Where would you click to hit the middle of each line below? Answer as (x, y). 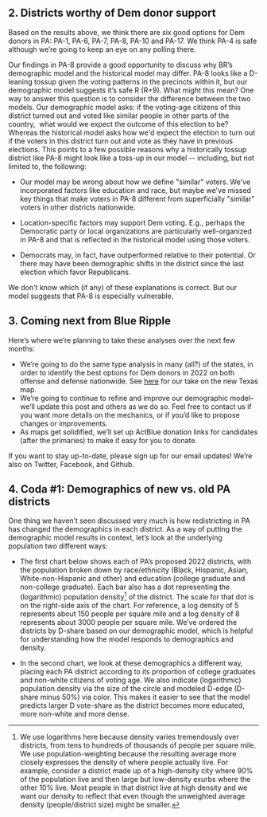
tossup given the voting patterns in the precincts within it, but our (141, 81)
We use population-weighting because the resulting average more (128, 754)
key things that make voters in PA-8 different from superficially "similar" (137, 198)
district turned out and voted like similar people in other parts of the (119, 116)
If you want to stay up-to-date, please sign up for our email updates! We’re (130, 456)
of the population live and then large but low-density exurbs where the (135, 780)
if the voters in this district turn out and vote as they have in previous (120, 141)
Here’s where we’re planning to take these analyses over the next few (122, 340)
